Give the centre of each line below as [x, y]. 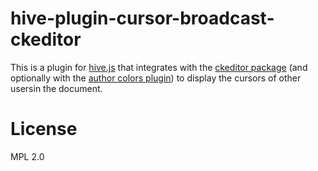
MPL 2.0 [27, 156]
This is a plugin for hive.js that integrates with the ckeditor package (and [159, 67]
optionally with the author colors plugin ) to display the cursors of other [156, 78]
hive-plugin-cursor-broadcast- [142, 18]
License [44, 129]
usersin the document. [56, 88]
